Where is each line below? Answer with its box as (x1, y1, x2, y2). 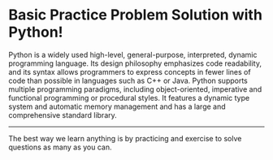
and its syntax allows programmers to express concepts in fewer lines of (8, 67, 251, 76)
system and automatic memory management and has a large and (8, 102, 226, 111)
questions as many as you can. (8, 142, 112, 152)
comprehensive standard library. (8, 110, 118, 119)
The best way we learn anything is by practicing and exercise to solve (8, 133, 242, 143)
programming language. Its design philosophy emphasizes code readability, (8, 58, 262, 68)
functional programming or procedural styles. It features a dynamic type (8, 93, 250, 102)
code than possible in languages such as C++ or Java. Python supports (8, 76, 248, 85)
